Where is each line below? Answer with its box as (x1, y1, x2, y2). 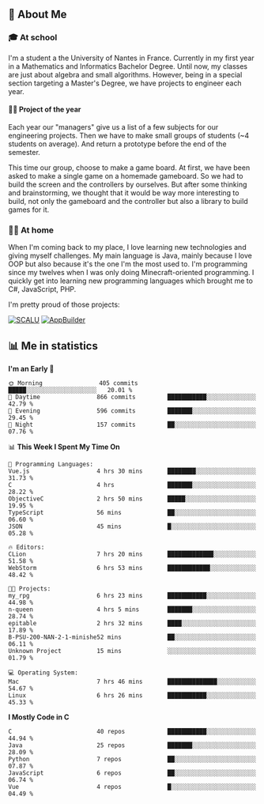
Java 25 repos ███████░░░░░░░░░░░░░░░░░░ (8, 742, 257, 749)
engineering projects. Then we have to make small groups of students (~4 (8, 130, 250, 140)
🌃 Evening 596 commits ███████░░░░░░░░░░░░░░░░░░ (8, 407, 257, 415)
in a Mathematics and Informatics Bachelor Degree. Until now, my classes (8, 61, 247, 71)
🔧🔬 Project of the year (8, 104, 81, 115)
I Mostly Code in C (8, 712, 70, 722)
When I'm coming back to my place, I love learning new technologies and (8, 243, 247, 252)
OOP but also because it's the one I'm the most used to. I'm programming (8, 259, 247, 269)
